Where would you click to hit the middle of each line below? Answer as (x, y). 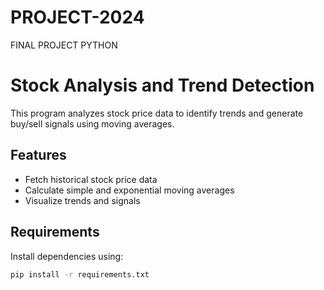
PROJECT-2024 (77, 17)
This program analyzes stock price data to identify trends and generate (157, 113)
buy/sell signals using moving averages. (92, 123)
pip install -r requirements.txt (80, 274)
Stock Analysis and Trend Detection (162, 85)
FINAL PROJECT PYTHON (64, 45)
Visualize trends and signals (82, 200)
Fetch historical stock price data (91, 179)
